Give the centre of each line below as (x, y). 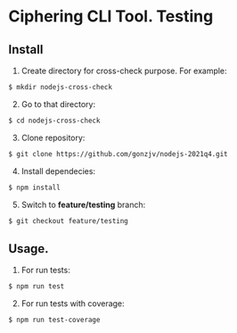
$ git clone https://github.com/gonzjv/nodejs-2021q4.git (118, 154)
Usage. (29, 249)
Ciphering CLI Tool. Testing (111, 17)
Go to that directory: (58, 104)
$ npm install (35, 187)
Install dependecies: (58, 171)
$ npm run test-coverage (54, 320)
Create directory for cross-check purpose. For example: (124, 71)
